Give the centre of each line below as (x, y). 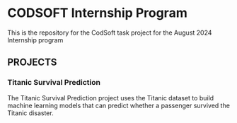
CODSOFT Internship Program (97, 13)
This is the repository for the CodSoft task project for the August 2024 (110, 33)
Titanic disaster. (31, 113)
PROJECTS (32, 63)
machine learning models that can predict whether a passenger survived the (118, 105)
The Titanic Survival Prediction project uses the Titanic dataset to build (111, 98)
